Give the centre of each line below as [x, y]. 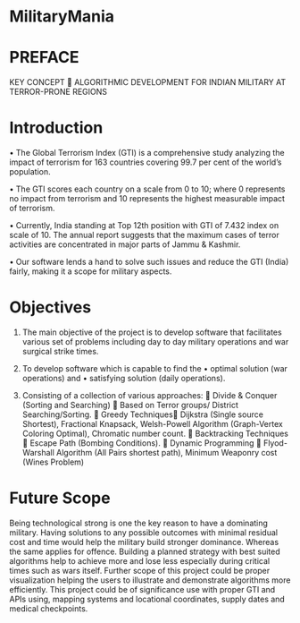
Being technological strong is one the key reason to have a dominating [138, 523]
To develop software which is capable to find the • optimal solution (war [155, 368]
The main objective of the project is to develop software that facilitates [152, 332]
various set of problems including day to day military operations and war [155, 341]
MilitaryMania [62, 17]
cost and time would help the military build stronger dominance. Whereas [144, 542]
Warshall [38, 452]
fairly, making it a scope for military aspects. [91, 271]
